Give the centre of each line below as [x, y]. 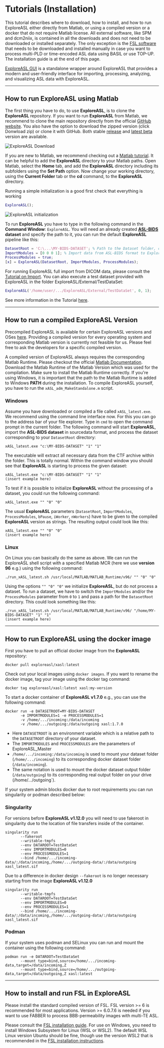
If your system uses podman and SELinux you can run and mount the [74, 942]
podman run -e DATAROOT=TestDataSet [42, 957]
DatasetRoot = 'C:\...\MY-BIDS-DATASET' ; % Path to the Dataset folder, [81, 248]
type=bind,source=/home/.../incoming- [77, 961]
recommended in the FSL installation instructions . [55, 1041]
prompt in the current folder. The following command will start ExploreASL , [81, 427]
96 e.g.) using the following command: [44, 568]
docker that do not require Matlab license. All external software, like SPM [78, 33]
